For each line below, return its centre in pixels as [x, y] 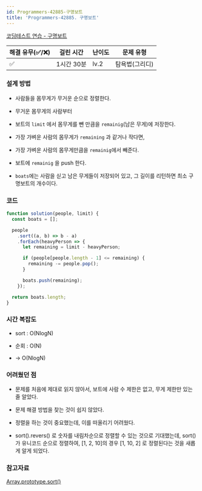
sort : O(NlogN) [34, 333]
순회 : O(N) [28, 346]
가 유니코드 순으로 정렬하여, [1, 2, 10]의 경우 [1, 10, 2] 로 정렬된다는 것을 [99, 443]
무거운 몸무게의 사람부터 [44, 111]
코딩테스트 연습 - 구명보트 [37, 36]
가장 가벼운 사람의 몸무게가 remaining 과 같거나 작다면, [80, 137]
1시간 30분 [71, 64]
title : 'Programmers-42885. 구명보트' [53, 18]
